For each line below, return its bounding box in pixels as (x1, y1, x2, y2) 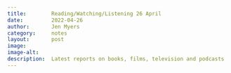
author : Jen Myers (7, 23, 80, 30)
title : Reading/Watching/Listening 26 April (7, 10, 161, 17)
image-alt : (7, 49, 39, 56)
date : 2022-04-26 (7, 17, 83, 24)
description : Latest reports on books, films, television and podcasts (7, 56, 225, 63)
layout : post (7, 36, 65, 43)
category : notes (7, 29, 68, 37)
